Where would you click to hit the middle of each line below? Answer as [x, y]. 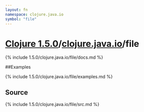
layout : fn [16, 10]
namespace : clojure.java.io [34, 14]
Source [17, 92]
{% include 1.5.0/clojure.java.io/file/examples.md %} [59, 77]
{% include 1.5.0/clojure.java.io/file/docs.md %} [54, 57]
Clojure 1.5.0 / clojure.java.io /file [72, 44]
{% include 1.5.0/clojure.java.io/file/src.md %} [52, 105]
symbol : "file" [21, 19]
